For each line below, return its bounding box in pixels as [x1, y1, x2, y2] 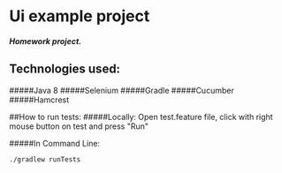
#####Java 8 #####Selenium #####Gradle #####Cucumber [9, 85, 234, 95]
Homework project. [9, 35, 82, 46]
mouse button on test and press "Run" [9, 121, 149, 132]
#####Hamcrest [9, 94, 70, 105]
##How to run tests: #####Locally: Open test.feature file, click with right [9, 111, 273, 122]
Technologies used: [9, 62, 121, 77]
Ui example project [9, 6, 150, 26]
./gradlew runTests [9, 154, 81, 164]
